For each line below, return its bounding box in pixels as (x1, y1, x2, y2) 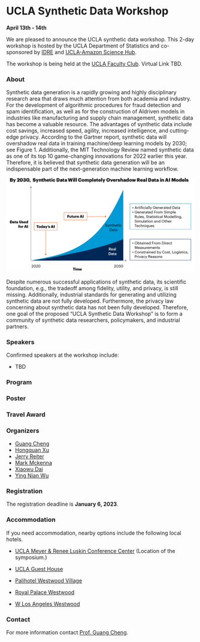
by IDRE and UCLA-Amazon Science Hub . (34, 48, 137, 55)
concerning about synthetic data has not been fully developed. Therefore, (6, 303, 189, 310)
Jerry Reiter (14, 453, 44, 460)
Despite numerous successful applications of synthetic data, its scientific (6, 278, 187, 285)
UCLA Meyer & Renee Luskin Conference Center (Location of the (14, 547, 175, 554)
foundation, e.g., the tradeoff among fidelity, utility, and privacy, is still (6, 284, 178, 292)
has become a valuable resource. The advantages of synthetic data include (6, 121, 192, 128)
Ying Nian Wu (14, 472, 49, 479)
